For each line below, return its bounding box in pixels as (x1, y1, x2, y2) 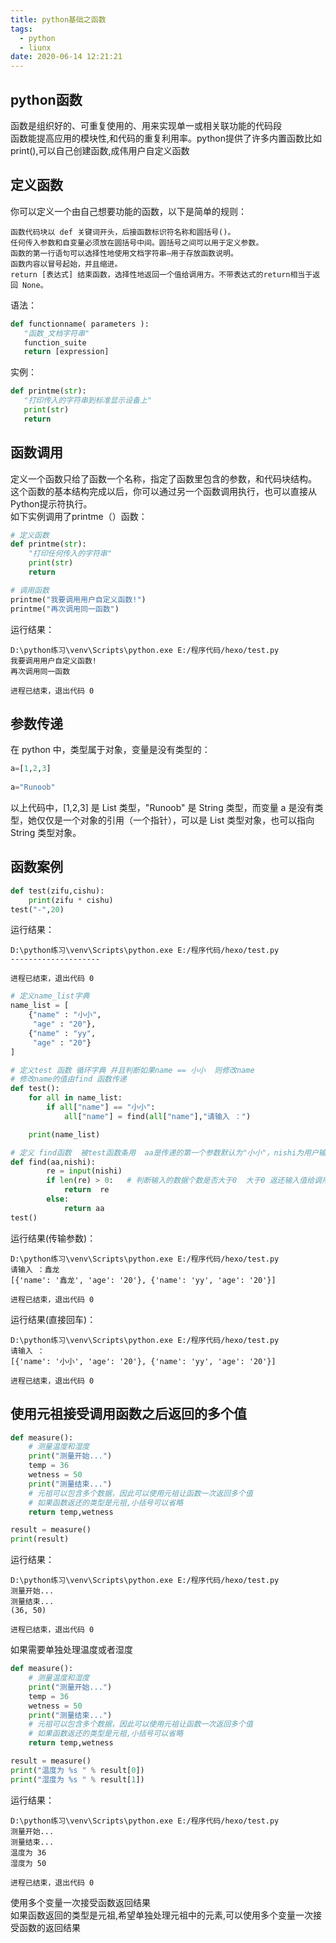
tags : (10, 24, 33, 34)
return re (63, 1185, 110, 1195)
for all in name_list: (28, 1093, 123, 1103)
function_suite (23, 337, 87, 348)
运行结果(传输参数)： (10, 1232, 97, 1244)
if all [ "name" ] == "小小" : (46, 1102, 156, 1113)
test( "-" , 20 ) (10, 904, 65, 915)
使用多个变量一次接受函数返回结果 (10, 1896, 151, 1908)
